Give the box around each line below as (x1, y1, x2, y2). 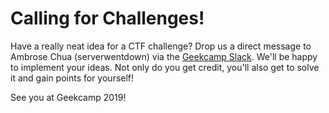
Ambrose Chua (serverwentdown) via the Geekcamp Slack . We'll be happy (10, 50, 318, 62)
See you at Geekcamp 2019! (10, 91, 127, 103)
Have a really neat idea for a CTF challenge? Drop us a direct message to (10, 40, 312, 52)
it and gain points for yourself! (10, 72, 135, 84)
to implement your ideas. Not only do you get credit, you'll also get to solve (10, 61, 320, 73)
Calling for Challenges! (10, 7, 205, 30)
